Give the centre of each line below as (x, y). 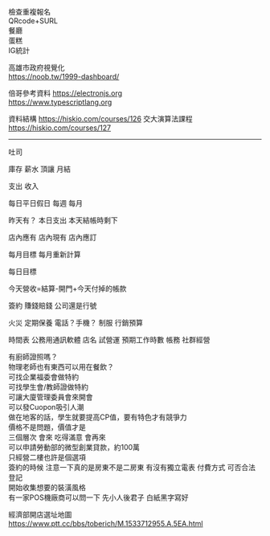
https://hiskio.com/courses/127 (59, 128)
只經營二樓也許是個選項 (47, 457)
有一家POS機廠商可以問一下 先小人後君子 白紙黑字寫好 (98, 497)
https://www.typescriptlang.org (60, 102)
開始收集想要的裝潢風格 (47, 487)
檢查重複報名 (29, 12)
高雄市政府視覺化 (37, 68)
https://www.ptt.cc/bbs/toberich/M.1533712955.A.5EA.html (106, 524)
